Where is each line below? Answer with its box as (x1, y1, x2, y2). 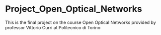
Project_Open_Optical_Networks (5, 3, 143, 15)
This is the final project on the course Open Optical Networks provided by (5, 19, 157, 25)
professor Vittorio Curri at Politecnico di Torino (5, 24, 101, 30)
